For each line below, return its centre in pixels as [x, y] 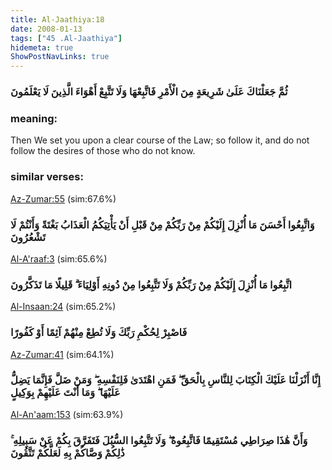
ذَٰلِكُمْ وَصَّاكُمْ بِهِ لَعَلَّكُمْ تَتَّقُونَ [67, 453]
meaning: [34, 118]
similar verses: [47, 177]
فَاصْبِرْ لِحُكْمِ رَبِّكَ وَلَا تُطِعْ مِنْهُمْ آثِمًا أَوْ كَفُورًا [99, 333]
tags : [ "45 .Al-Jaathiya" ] [66, 38]
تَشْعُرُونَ [28, 237]
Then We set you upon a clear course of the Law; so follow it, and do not [160, 140]
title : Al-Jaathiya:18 [57, 19]
